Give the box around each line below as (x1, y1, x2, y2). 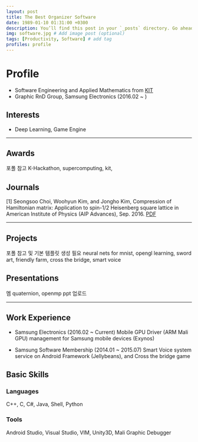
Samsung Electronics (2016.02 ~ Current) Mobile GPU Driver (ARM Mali (14, 329, 189, 336)
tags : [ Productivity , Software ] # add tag (6, 36, 112, 42)
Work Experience (6, 313, 71, 323)
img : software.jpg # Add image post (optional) (6, 31, 126, 37)
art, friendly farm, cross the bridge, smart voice (6, 256, 121, 264)
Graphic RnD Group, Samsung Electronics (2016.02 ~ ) (14, 93, 147, 100)
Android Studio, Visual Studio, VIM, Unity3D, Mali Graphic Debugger (6, 429, 171, 436)
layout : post (6, 8, 38, 15)
